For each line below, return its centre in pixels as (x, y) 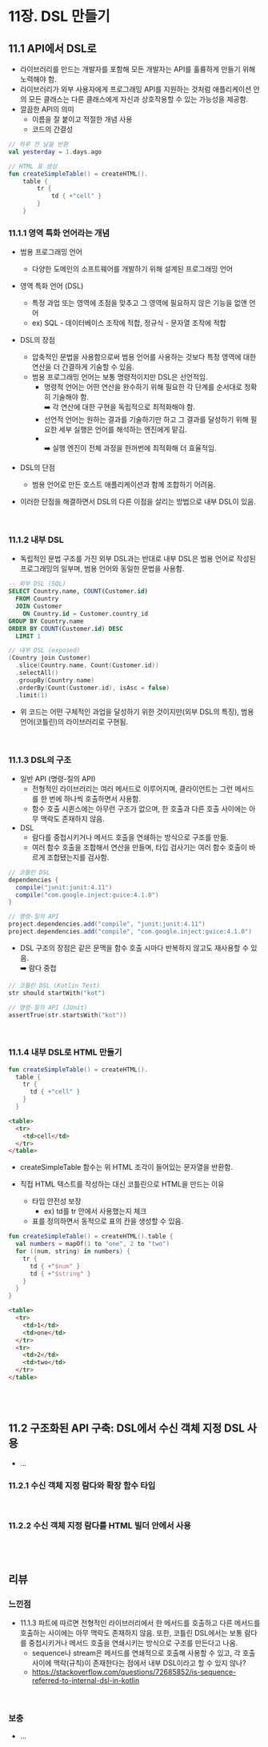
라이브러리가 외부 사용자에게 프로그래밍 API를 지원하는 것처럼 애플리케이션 (136, 89)
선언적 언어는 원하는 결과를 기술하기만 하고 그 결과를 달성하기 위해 (146, 420)
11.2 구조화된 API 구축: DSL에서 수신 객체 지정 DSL (127, 1429)
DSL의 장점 (38, 340)
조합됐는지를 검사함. (78, 857)
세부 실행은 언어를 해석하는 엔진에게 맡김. (123, 430)
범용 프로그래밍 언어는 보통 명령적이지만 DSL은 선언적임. (120, 377)
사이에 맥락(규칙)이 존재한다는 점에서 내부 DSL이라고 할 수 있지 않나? (139, 1663)
